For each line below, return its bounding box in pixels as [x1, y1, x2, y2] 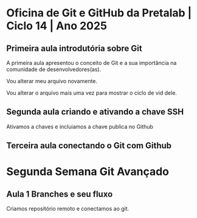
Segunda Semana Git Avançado [6, 165, 169, 179]
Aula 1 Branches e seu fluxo [6, 189, 113, 199]
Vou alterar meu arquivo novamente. [6, 78, 98, 84]
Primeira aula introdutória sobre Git [6, 43, 142, 53]
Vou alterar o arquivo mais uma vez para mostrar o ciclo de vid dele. [6, 89, 178, 97]
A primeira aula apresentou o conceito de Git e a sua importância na [6, 60, 177, 66]
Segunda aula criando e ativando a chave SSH [6, 107, 184, 117]
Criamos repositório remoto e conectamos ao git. [6, 205, 130, 213]
